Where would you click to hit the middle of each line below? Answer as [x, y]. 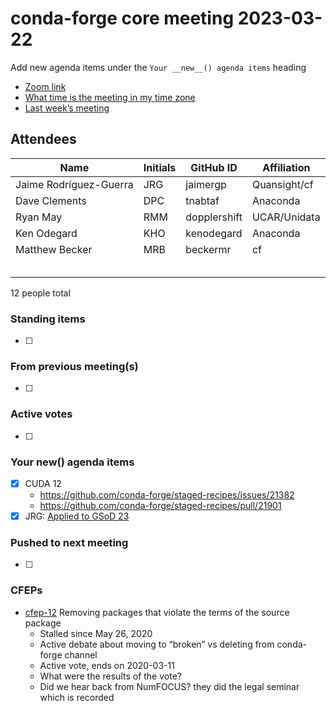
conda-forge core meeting [122, 18]
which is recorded [77, 697]
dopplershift [214, 217]
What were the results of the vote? [110, 676]
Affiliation [286, 167]
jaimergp [206, 184]
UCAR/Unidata [286, 217]
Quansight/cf [282, 184]
